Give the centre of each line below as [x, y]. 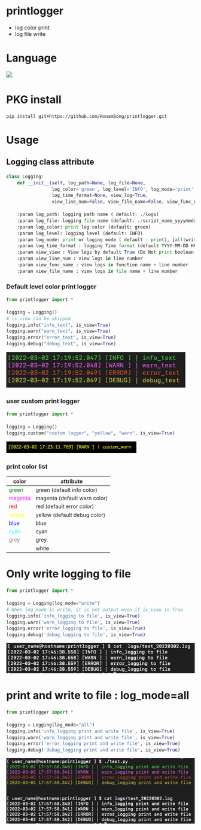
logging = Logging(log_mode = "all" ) [51, 725]
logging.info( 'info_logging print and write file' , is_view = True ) [91, 731]
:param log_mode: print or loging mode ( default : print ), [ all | [101, 240]
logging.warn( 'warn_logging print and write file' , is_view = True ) [91, 737]
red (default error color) [65, 506]
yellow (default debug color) [71, 515]
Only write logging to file [69, 574]
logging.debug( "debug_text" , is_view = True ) [61, 344]
